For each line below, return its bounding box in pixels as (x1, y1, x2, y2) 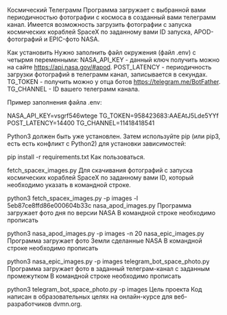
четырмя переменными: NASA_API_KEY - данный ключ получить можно (7, 56, 220, 64)
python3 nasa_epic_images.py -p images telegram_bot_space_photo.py (7, 257, 210, 265)
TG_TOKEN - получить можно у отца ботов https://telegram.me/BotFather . (7, 78, 221, 85)
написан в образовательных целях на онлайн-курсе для (7, 292, 173, 301)
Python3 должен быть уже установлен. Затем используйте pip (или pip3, (7, 132, 221, 140)
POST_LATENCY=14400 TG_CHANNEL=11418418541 (7, 119, 155, 127)
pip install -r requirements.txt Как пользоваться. (7, 153, 145, 161)
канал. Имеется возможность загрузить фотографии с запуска (7, 21, 192, 28)
